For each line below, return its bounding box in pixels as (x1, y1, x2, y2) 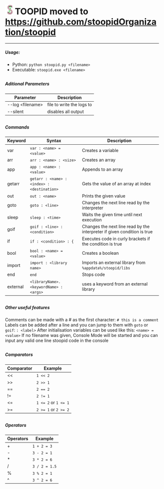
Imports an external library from (82, 260, 145, 266)
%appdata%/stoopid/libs (82, 266, 130, 271)
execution (82, 217, 102, 223)
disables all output (47, 109, 84, 114)
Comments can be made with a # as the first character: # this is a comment (5, 316, 159, 322)
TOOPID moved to (15, 6, 89, 17)
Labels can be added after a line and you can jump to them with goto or (5, 322, 148, 328)
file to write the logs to (47, 102, 92, 108)
